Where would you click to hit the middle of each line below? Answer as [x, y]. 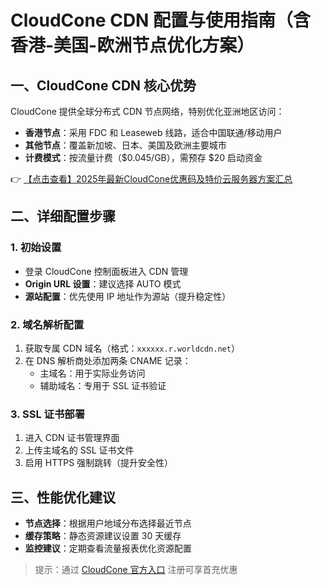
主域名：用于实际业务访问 [92, 373]
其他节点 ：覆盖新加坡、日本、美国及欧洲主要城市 [125, 145]
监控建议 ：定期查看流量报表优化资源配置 [108, 548]
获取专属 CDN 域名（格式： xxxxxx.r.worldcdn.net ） [132, 348]
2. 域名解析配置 [47, 324]
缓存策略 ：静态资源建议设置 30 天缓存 [103, 536]
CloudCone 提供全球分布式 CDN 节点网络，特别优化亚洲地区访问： [147, 111]
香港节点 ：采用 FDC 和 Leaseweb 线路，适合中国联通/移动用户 [153, 132]
